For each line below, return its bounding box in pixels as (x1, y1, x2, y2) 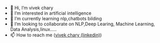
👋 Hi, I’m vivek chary (10, 5, 54, 11)
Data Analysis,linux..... (10, 26, 57, 32)
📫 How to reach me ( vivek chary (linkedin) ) (10, 32, 102, 38)
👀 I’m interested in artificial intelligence (10, 10, 92, 16)
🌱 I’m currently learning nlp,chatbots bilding (10, 16, 102, 21)
